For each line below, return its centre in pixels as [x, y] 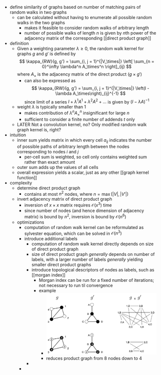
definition [19, 43]
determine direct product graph [49, 188]
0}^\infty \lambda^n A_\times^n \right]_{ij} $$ [87, 66]
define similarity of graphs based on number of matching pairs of [75, 7]
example [47, 291]
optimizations [30, 222]
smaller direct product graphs [61, 265]
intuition [18, 135]
